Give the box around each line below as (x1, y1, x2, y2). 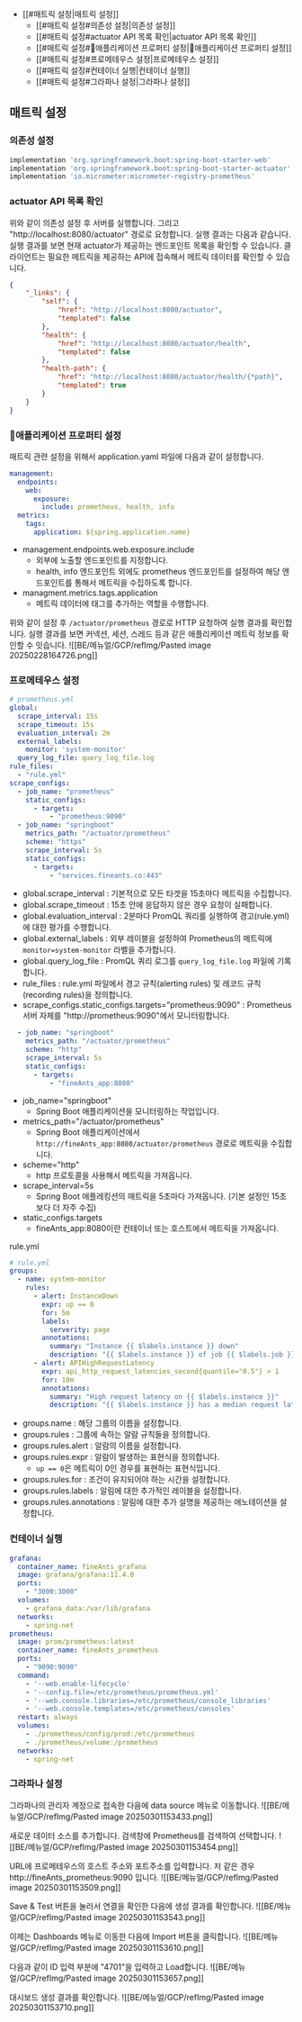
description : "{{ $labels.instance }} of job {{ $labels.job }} (49, 1350, 296, 1359)
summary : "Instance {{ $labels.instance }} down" (49, 1342, 240, 1351)
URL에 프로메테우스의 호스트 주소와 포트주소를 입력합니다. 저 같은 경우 (9, 1860, 255, 1872)
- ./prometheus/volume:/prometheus (25, 1737, 159, 1746)
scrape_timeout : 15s (17, 720, 94, 729)
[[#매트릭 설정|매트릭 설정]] (22, 9, 120, 19)
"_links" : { (25, 288, 70, 298)
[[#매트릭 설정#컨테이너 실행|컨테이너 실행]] (35, 65, 191, 76)
